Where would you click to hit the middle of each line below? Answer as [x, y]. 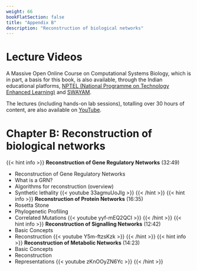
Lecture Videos [44, 57]
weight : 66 [19, 11]
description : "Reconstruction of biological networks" [75, 28]
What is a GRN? [34, 180]
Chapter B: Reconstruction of [79, 134]
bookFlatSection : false [35, 17]
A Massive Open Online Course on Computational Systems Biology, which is [99, 74]
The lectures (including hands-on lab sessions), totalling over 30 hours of [95, 104]
